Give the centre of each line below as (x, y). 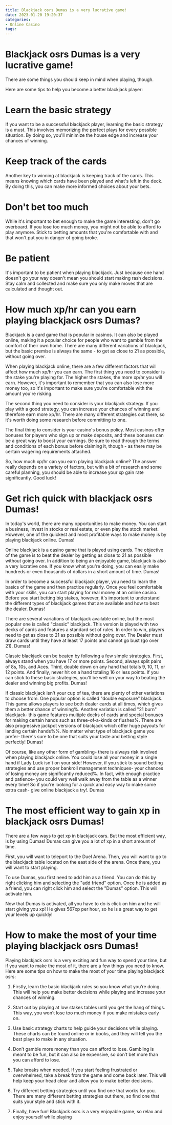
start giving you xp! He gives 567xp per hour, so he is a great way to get (81, 909)
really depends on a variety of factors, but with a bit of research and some (84, 467)
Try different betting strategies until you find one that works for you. (84, 1090)
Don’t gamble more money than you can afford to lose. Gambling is (83, 1049)
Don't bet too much (47, 207)
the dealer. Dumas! (25, 609)
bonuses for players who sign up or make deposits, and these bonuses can (84, 435)
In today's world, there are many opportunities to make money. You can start (86, 524)
